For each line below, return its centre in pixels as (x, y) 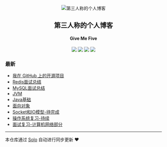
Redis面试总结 (27, 81)
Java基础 (22, 99)
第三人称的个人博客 (83, 26)
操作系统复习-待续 (31, 118)
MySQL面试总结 (29, 88)
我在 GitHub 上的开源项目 (38, 75)
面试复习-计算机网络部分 (38, 124)
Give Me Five (83, 38)
